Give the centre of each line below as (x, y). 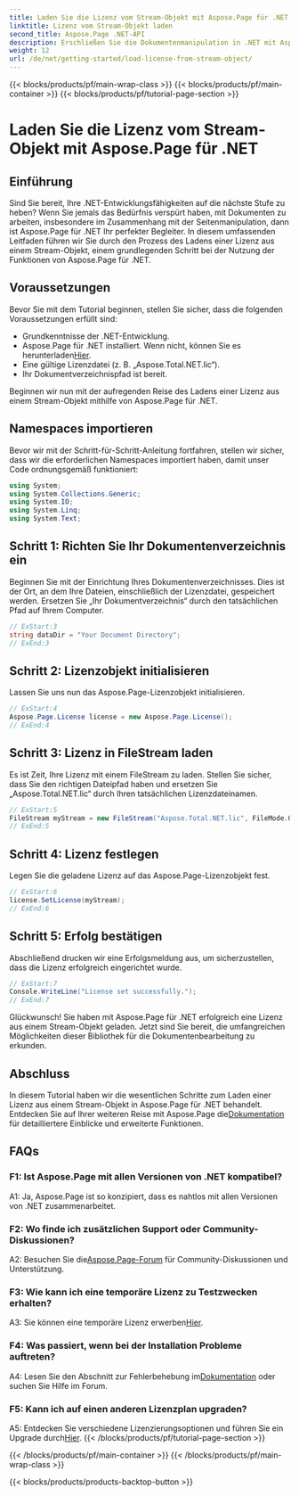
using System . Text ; (45, 519)
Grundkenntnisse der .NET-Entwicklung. (96, 336)
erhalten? (30, 1303)
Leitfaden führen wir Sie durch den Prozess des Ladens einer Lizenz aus (142, 241)
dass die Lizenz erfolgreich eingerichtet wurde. (96, 967)
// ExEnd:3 (29, 643)
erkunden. (28, 1046)
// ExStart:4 (33, 709)
